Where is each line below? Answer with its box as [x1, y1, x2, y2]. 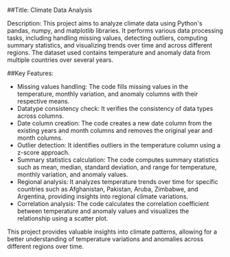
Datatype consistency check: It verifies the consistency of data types [16, 105, 214, 112]
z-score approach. [16, 148, 70, 156]
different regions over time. [7, 243, 84, 250]
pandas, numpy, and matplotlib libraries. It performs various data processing [7, 27, 223, 34]
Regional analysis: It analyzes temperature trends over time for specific [16, 178, 218, 185]
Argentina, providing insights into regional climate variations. [16, 192, 189, 201]
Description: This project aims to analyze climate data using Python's [7, 19, 203, 27]
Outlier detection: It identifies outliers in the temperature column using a [16, 141, 221, 149]
